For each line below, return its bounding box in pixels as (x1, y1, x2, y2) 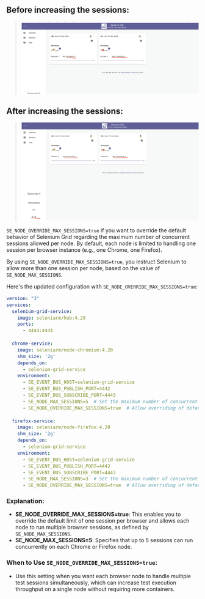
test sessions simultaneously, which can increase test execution (15, 579, 177, 586)
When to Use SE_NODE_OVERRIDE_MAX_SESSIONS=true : (6, 559, 157, 567)
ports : (17, 321, 34, 328)
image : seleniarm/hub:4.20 (17, 315, 86, 321)
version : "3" (6, 295, 40, 301)
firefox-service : (12, 418, 56, 424)
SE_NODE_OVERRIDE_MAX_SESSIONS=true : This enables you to (15, 510, 181, 518)
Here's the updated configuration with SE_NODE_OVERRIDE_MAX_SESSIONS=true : (6, 282, 198, 290)
